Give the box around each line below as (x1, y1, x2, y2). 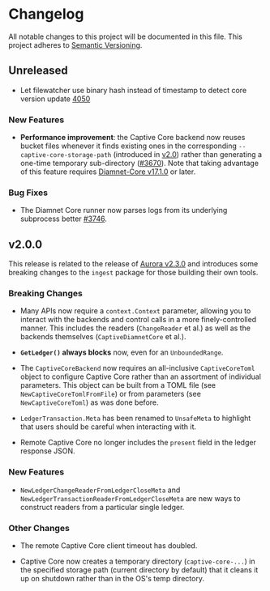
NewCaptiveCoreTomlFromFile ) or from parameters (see (19, 389, 201, 399)
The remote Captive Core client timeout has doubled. (19, 541, 198, 551)
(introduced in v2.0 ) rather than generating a (113, 150, 262, 159)
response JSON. (19, 446, 75, 456)
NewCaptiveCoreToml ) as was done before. (19, 398, 160, 407)
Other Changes (8, 522, 71, 534)
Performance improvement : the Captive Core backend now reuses (19, 133, 246, 142)
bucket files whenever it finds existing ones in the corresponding (19, 141, 238, 151)
